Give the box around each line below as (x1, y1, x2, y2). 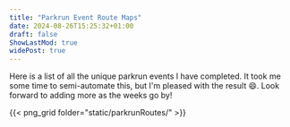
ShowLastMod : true (9, 38, 78, 47)
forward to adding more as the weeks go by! (9, 90, 173, 101)
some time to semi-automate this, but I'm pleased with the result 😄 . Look (9, 80, 280, 91)
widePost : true (9, 47, 66, 55)
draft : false (9, 30, 58, 38)
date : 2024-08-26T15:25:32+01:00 (9, 21, 134, 30)
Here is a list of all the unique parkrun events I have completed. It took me (9, 71, 282, 81)
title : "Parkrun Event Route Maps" (9, 13, 142, 22)
